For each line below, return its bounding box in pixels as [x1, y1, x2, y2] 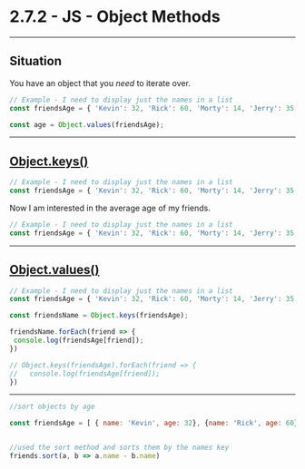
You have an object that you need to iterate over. [9, 77, 191, 88]
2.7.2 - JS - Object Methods [9, 6, 221, 27]
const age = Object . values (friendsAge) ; [9, 120, 165, 129]
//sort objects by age [9, 402, 95, 412]
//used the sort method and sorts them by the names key [9, 443, 230, 453]
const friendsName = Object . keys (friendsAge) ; [9, 311, 189, 320]
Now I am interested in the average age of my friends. [9, 202, 211, 213]
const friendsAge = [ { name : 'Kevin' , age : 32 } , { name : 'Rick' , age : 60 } [9, 419, 299, 428]
